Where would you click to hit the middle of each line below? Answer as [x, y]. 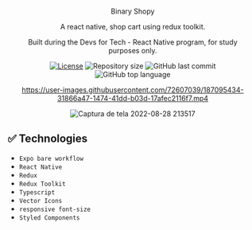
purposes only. [133, 51]
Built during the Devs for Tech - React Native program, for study [133, 42]
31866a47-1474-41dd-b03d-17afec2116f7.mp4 [133, 98]
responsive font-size [54, 209]
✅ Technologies [48, 139]
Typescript [37, 192]
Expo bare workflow [51, 158]
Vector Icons [41, 201]
